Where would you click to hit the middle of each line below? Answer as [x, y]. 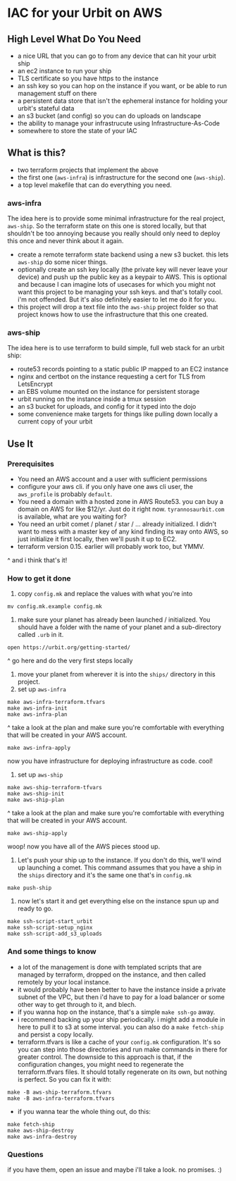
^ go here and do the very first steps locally [70, 661]
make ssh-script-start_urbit [50, 922]
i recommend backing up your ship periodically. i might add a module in [121, 1019]
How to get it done [39, 579]
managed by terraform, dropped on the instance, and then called [112, 975]
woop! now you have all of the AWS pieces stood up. [84, 846]
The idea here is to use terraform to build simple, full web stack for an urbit [116, 348]
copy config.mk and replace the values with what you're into [105, 594]
